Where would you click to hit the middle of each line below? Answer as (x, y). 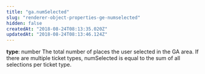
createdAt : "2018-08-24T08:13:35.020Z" (57, 29)
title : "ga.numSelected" (38, 12)
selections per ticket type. (39, 65)
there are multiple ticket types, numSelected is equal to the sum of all (93, 58)
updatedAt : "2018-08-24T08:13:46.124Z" (57, 35)
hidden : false (24, 23)
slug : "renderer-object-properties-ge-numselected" (73, 18)
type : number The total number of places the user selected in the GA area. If (103, 52)
